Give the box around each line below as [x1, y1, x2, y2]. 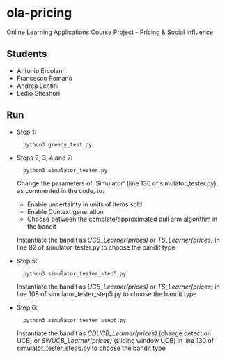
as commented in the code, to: [16, 186, 104, 194]
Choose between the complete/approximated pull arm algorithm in [26, 215, 218, 223]
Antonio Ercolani [16, 66, 64, 75]
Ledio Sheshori [16, 89, 61, 97]
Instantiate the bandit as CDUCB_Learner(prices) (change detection [16, 329, 212, 337]
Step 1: [16, 128, 36, 136]
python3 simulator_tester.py [23, 167, 108, 174]
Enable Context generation [26, 207, 104, 215]
